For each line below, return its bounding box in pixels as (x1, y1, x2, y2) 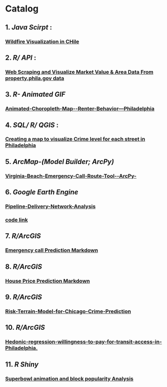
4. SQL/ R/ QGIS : (5, 121, 59, 129)
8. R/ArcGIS (5, 262, 42, 271)
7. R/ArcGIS (5, 232, 41, 241)
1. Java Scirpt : (5, 23, 52, 32)
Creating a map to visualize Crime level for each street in (5, 136, 145, 143)
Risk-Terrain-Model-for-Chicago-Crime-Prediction (5, 308, 131, 315)
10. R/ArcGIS (5, 323, 45, 332)
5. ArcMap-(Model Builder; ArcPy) (5, 157, 114, 166)
